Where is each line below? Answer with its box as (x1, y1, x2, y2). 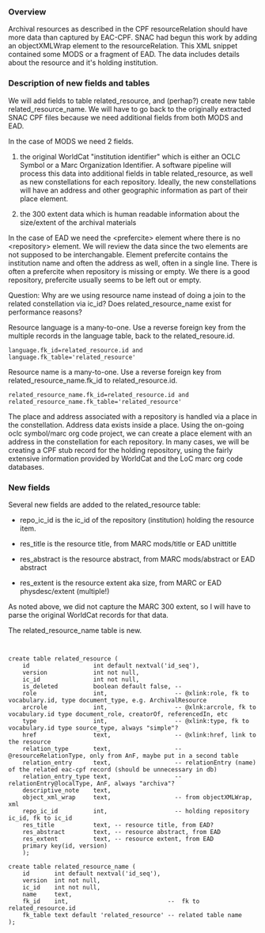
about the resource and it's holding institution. (8, 58, 158, 67)
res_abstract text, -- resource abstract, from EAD (22, 828, 221, 836)
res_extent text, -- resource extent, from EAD (22, 835, 214, 843)
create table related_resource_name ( (8, 863, 136, 870)
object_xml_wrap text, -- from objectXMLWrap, (22, 793, 253, 802)
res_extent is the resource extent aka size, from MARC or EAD (19, 577, 222, 588)
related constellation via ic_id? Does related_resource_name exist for (8, 299, 232, 308)
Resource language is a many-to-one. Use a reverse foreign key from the (8, 322, 247, 332)
